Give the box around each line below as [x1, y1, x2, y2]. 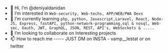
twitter [10, 43, 24, 49]
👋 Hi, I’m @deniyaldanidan [10, 5, 65, 11]
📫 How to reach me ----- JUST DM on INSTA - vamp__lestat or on [10, 36, 151, 42]
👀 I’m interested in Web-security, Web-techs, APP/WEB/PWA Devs [10, 10, 143, 16]
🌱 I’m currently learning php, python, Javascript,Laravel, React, [10, 16, 150, 21]
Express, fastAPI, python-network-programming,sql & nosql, [19, 21, 150, 26]
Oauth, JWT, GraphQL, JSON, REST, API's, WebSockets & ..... [21, 25, 155, 31]
